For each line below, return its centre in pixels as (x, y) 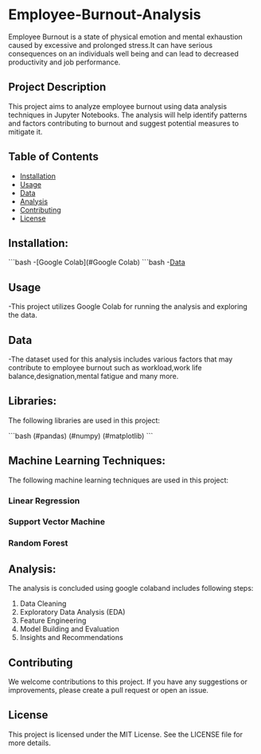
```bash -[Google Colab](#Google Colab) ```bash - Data (97, 262)
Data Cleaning (43, 604)
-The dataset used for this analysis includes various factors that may (121, 359)
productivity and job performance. (64, 62)
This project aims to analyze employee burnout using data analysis (118, 106)
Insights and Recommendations (71, 638)
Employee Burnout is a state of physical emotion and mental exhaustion (125, 37)
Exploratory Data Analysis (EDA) (72, 612)
